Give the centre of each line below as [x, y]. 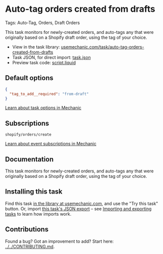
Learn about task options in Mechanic [43, 108]
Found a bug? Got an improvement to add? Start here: [59, 241]
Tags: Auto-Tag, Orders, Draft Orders [42, 23]
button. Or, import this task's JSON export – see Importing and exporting [78, 209]
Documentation [29, 159]
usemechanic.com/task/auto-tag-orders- [103, 47]
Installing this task [34, 192]
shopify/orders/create [28, 135]
